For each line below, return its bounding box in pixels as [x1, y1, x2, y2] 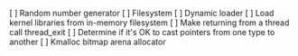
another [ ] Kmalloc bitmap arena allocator [9, 36, 166, 47]
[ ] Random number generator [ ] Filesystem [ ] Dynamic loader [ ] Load [9, 8, 275, 18]
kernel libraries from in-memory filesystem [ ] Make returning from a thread [9, 17, 290, 28]
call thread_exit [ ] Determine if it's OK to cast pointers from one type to [9, 27, 275, 37]
